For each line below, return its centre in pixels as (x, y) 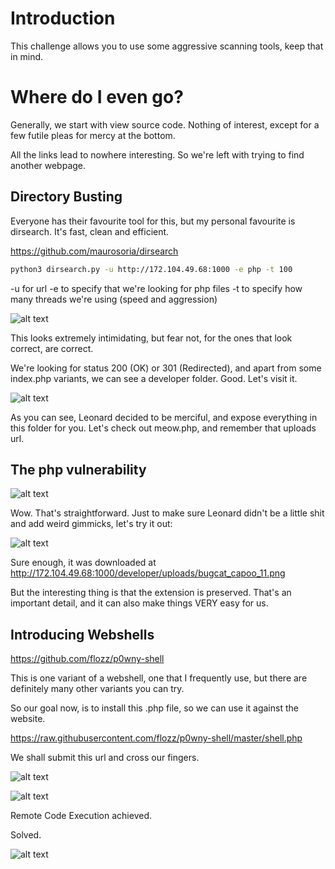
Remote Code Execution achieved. (81, 816)
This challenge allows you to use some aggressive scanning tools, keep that (167, 46)
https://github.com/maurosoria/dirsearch (94, 251)
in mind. (27, 56)
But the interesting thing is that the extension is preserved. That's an (151, 593)
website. (28, 719)
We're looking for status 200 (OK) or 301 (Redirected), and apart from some (166, 368)
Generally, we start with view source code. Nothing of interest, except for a (165, 124)
